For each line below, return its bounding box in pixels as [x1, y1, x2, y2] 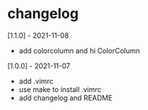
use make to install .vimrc [18, 84, 102, 94]
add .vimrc [18, 76, 54, 86]
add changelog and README [18, 93, 113, 102]
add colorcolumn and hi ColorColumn [18, 46, 141, 55]
